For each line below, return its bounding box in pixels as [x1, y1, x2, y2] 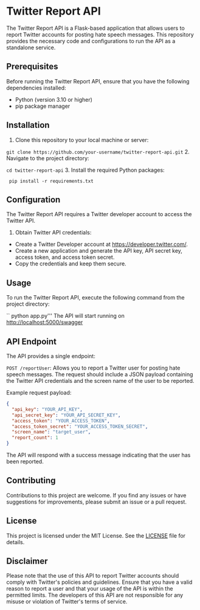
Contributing [6, 475, 56, 486]
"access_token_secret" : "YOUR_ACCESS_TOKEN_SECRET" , [12, 423, 148, 430]
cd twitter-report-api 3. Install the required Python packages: [6, 166, 165, 174]
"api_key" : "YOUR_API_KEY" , [12, 406, 83, 412]
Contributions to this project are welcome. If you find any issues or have [6, 491, 187, 499]
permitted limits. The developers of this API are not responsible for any [6, 592, 184, 599]
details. [6, 538, 25, 545]
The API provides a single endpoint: [6, 352, 95, 360]
